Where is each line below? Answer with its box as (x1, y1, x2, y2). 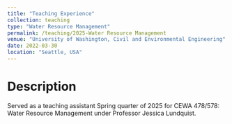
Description (7, 79, 77, 94)
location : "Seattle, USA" (7, 49, 82, 56)
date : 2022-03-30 (7, 42, 58, 49)
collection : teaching (7, 17, 70, 24)
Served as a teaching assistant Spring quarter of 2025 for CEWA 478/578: (7, 101, 220, 109)
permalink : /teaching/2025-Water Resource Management (7, 29, 167, 37)
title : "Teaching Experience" (7, 10, 95, 17)
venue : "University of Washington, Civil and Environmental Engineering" (7, 36, 226, 43)
